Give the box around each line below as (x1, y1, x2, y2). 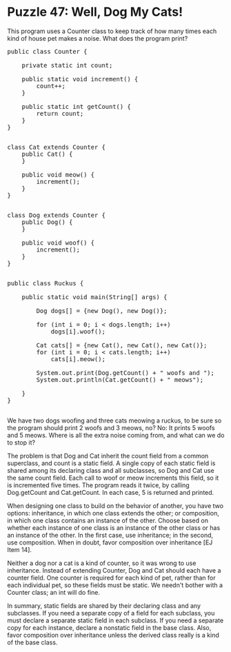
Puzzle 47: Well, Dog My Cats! (7, 4, 183, 20)
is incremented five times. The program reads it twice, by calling (7, 480, 190, 489)
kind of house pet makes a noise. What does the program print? (7, 34, 188, 42)
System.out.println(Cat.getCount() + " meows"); (36, 376, 204, 383)
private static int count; (21, 61, 113, 69)
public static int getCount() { (21, 103, 131, 110)
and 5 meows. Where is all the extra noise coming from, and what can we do (7, 431, 225, 439)
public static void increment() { (21, 75, 139, 83)
